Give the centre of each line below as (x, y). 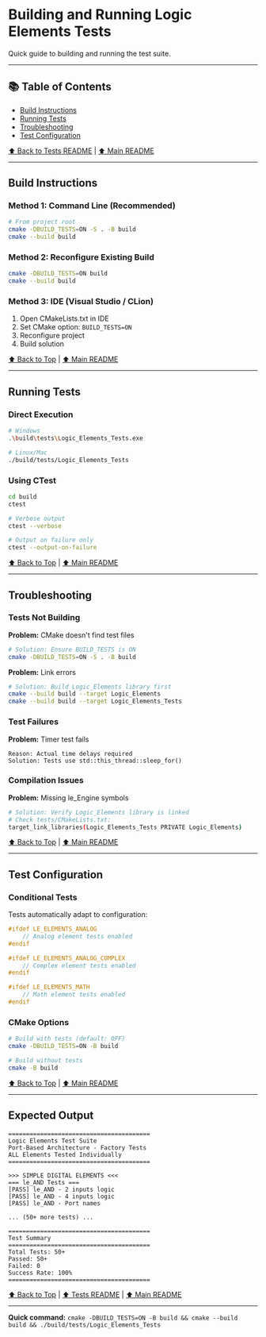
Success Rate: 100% (40, 1273)
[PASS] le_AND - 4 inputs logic (61, 1196)
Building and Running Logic (100, 15)
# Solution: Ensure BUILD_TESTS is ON (72, 649)
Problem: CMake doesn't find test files (71, 635)
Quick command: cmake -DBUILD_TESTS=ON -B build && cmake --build (123, 1317)
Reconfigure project (52, 336)
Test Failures (34, 722)
